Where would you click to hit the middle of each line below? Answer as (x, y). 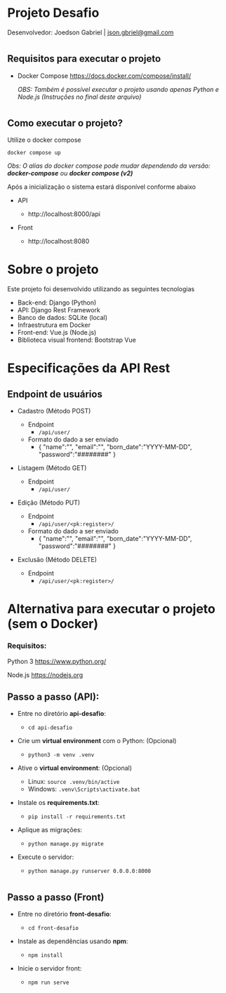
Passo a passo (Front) (56, 897)
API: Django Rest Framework (59, 310)
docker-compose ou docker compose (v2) (70, 173)
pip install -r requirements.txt (77, 817)
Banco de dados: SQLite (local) (62, 318)
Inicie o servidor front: (49, 968)
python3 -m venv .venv (61, 755)
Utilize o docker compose (45, 140)
